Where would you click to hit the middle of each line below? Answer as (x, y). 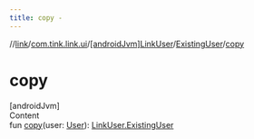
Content (24, 115)
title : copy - (36, 18)
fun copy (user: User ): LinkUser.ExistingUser (92, 124)
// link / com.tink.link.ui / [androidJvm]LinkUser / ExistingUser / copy (127, 44)
